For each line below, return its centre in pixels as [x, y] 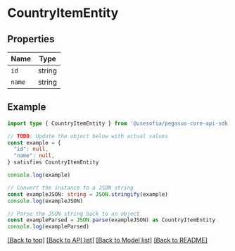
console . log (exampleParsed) [49, 227]
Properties [31, 39]
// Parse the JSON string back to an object [74, 214]
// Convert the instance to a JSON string [70, 188]
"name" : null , [34, 156]
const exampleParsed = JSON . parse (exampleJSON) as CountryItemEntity [112, 220]
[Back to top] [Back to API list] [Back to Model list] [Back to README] [107, 240]
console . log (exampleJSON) [45, 201]
